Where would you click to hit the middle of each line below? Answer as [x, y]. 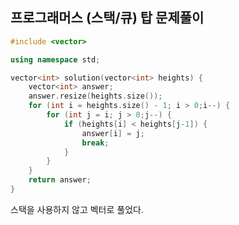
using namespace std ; [55, 59]
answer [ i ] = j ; [113, 133]
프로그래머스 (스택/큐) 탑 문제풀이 [107, 18]
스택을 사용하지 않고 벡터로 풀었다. [77, 209]
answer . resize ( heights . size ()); [95, 96]
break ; [95, 143]
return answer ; [60, 180]
